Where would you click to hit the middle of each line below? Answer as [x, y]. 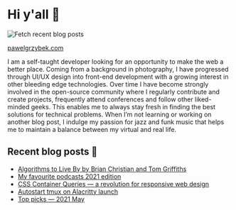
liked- [203, 99]
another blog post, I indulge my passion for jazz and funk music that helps [116, 122]
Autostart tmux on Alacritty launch [68, 192]
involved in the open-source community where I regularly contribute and [114, 92]
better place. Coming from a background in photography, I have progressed [118, 69]
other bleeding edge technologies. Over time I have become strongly [108, 84]
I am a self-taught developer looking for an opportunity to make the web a [116, 61]
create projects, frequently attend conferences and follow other [100, 99]
